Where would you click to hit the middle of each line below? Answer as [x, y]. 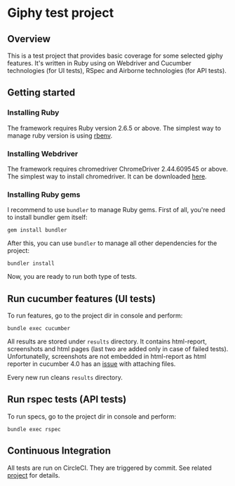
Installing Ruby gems [44, 195]
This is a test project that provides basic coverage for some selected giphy [115, 55]
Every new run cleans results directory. [65, 378]
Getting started [41, 93]
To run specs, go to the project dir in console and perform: [92, 416]
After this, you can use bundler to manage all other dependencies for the [112, 243]
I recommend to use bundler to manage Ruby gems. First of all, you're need [116, 210]
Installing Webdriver [43, 154]
